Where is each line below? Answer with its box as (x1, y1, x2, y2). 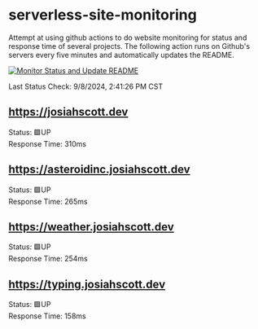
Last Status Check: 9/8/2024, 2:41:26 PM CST (8, 81, 164, 91)
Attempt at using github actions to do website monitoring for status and (8, 33, 247, 42)
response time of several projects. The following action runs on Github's (8, 41, 251, 50)
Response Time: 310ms (8, 138, 87, 148)
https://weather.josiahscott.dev (8, 220, 175, 234)
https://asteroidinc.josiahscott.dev (8, 163, 190, 177)
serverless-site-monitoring (8, 6, 197, 24)
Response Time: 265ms (8, 196, 88, 206)
